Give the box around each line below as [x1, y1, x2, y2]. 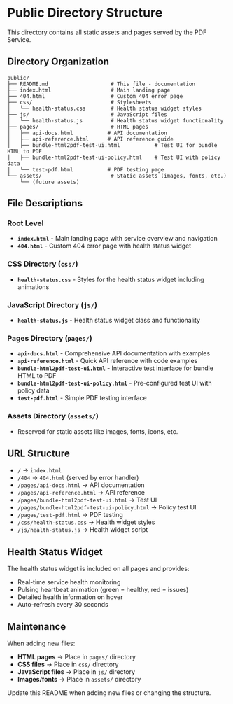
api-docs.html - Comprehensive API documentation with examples [17, 349, 211, 358]
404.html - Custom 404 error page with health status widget [17, 241, 192, 250]
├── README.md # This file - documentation [7, 80, 196, 87]
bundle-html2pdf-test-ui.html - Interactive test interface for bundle [17, 364, 213, 372]
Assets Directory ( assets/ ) [7, 411, 99, 421]
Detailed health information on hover [17, 593, 123, 601]
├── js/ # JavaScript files [7, 111, 168, 118]
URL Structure [7, 448, 70, 460]
